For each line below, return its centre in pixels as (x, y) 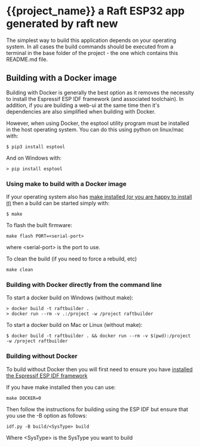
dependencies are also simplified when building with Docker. (81, 111)
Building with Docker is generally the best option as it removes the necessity (100, 92)
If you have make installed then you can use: (61, 387)
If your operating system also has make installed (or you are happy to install (99, 197)
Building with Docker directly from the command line (84, 284)
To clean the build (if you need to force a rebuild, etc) (72, 259)
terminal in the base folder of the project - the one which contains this (92, 53)
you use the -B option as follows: (47, 415)
